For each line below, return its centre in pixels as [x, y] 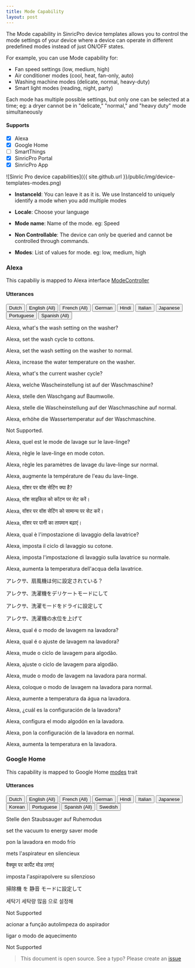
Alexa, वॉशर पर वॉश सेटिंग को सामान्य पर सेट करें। [55, 511]
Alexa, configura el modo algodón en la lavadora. [65, 721]
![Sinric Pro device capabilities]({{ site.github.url [64, 177]
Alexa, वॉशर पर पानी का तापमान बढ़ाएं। [44, 523]
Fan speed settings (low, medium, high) [62, 69]
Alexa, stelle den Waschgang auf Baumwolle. [60, 396]
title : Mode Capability [35, 11]
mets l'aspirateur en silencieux [43, 853]
